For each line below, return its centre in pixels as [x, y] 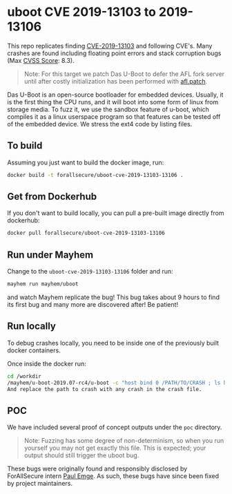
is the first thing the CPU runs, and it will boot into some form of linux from [113, 102]
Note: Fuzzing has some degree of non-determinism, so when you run [124, 441]
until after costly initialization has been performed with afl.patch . [116, 81]
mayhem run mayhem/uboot [43, 284]
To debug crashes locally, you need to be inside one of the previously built [113, 343]
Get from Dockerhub [52, 197]
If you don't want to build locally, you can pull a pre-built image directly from [116, 213]
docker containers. [34, 350]
